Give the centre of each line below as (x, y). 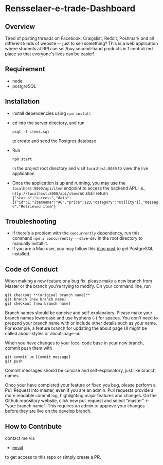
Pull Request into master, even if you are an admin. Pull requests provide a (79, 390)
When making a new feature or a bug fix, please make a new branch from (79, 281)
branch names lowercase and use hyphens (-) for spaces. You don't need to (81, 318)
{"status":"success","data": (42, 198)
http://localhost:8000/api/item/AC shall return (60, 193)
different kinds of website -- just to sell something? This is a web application (81, 43)
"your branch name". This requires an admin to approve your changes (75, 406)
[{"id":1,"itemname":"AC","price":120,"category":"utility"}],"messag (85, 202)
